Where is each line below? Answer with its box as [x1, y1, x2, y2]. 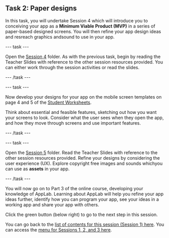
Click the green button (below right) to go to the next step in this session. [5, 211, 158, 218]
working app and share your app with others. [5, 201, 99, 207]
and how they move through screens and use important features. [5, 120, 141, 126]
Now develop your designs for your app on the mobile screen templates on [5, 94, 162, 100]
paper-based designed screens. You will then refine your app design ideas [5, 28, 161, 35]
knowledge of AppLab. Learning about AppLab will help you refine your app [5, 191, 164, 197]
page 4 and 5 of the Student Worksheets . [5, 99, 92, 105]
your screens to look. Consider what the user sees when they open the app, [5, 114, 164, 121]
